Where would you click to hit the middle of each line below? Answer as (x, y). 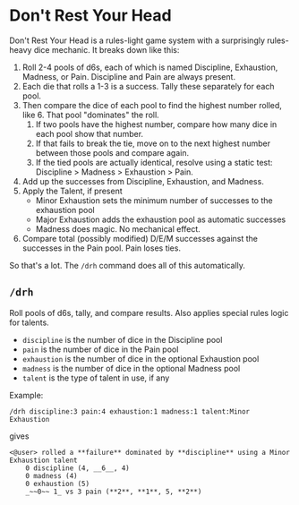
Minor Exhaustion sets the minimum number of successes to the (154, 200)
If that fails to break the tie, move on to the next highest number (153, 143)
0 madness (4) (51, 475)
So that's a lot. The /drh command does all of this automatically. (128, 265)
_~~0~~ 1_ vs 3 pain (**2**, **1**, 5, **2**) (114, 492)
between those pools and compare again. (112, 152)
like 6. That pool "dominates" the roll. (90, 115)
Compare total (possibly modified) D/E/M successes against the (140, 238)
